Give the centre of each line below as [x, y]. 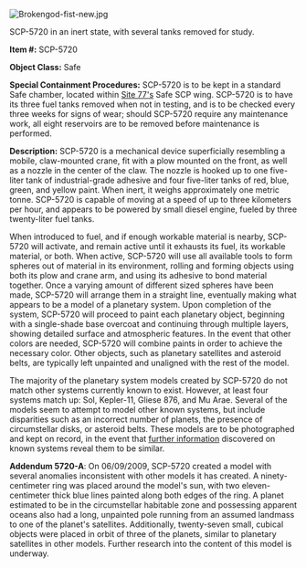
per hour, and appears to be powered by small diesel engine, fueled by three [153, 209]
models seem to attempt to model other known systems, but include [137, 410]
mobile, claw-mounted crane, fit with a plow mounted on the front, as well [148, 161]
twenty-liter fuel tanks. [52, 219]
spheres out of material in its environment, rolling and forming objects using [152, 266]
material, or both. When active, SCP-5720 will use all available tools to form [151, 256]
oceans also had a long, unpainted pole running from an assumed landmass [152, 515]
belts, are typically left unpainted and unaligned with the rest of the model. [149, 363]
